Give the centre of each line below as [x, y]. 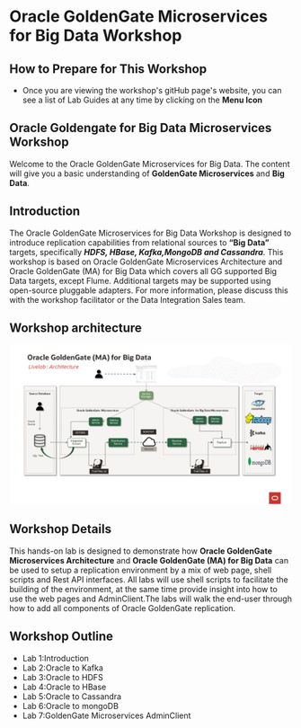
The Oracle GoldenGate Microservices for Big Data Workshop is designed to [150, 233]
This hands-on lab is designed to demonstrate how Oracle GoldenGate [141, 551]
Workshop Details [61, 529]
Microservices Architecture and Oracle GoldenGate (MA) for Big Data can [149, 560]
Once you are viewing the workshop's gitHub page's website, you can [152, 90]
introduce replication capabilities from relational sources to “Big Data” [139, 242]
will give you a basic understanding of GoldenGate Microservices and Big [147, 173]
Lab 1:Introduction [56, 658]
